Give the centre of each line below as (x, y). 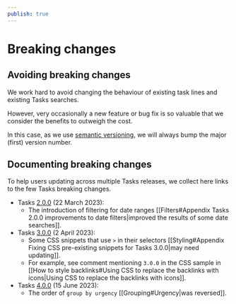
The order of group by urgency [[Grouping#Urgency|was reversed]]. (128, 293)
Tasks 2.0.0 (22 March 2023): (61, 203)
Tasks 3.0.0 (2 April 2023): (56, 233)
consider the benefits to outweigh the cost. (70, 120)
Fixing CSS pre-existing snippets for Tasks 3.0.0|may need (113, 248)
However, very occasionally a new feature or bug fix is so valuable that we (116, 113)
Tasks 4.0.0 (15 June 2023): (58, 286)
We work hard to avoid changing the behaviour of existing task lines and (112, 92)
